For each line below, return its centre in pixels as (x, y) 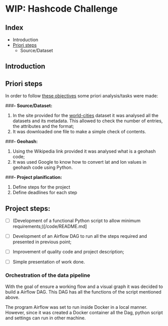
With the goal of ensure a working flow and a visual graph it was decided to (84, 286)
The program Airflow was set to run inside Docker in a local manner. (76, 307)
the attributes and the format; (43, 126)
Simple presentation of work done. (49, 262)
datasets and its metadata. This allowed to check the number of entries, (88, 121)
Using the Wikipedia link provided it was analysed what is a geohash (84, 151)
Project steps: (28, 208)
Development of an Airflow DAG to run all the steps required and (80, 236)
